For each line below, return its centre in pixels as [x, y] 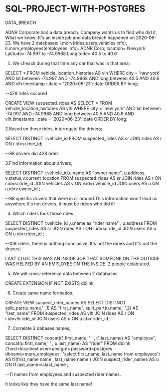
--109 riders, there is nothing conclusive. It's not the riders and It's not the [81, 243]
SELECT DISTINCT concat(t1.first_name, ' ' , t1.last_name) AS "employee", [81, 338]
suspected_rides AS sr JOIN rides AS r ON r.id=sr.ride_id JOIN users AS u [81, 228]
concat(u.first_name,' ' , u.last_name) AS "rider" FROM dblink [68, 343]
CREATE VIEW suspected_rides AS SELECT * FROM [59, 103]
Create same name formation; [43, 293]
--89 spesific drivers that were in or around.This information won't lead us [81, 198]
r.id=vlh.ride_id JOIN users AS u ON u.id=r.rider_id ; [58, 318]
